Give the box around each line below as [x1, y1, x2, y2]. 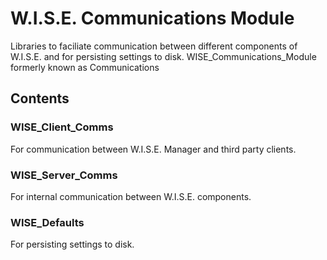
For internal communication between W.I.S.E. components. [10, 190, 252, 202]
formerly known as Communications [10, 61, 160, 73]
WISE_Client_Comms [10, 120, 114, 134]
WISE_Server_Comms [10, 168, 118, 182]
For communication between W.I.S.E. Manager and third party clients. [10, 143, 297, 155]
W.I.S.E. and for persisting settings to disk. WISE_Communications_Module [10, 50, 317, 62]
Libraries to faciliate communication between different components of [10, 40, 298, 52]
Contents [10, 90, 70, 107]
